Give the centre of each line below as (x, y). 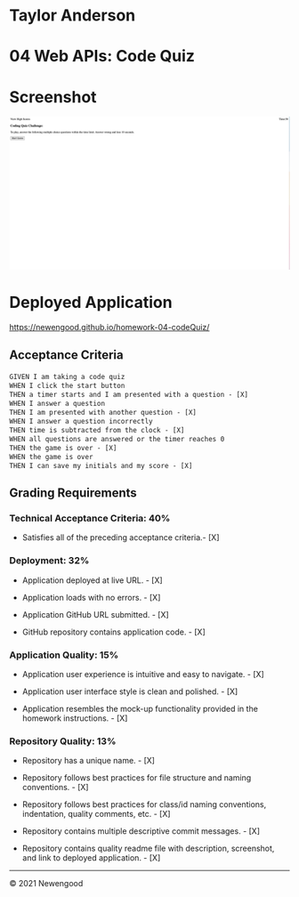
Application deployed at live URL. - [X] (92, 580)
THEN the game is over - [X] (63, 448)
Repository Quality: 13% (63, 741)
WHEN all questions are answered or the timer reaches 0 (117, 439)
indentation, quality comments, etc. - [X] (96, 814)
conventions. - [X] (55, 788)
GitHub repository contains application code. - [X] (114, 632)
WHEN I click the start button (67, 385)
